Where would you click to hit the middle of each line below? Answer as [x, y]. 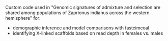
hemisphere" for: [23, 18]
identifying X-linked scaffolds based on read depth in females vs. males [88, 33]
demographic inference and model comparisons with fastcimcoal [81, 28]
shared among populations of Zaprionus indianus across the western [77, 13]
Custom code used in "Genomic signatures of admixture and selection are [83, 7]
